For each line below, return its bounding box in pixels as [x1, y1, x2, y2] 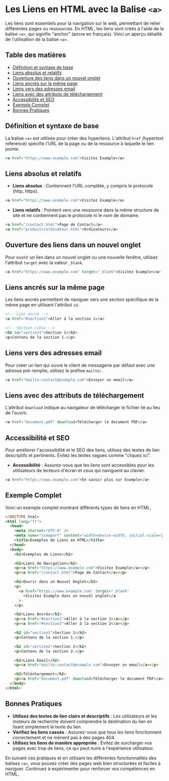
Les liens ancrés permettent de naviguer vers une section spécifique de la [5, 296, 159, 303]
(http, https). [12, 188, 39, 194]
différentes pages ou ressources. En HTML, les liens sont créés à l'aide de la [5, 25, 164, 31]
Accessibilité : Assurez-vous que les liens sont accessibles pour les [12, 462, 154, 468]
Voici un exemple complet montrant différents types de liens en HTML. [5, 504, 152, 510]
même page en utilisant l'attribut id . [5, 302, 79, 308]
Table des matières [5, 51, 66, 59]
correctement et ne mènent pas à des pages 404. [12, 734, 116, 740]
